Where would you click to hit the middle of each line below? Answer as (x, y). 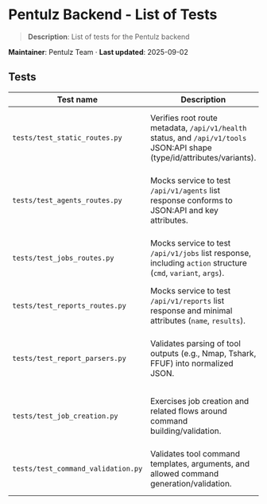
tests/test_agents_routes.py (67, 200)
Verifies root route (184, 118)
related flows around (189, 411)
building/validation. (186, 431)
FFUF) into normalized (192, 363)
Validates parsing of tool (195, 343)
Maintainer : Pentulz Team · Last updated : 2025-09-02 (98, 52)
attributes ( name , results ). (198, 320)
